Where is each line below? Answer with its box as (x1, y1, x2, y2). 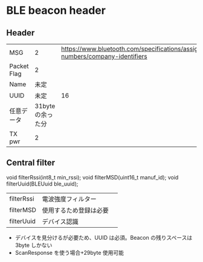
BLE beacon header (6, 4, 106, 17)
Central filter (6, 158, 56, 168)
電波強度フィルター (42, 195, 97, 203)
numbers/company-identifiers (61, 52, 147, 60)
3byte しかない (14, 242, 53, 249)
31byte (34, 102, 56, 110)
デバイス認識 (42, 217, 79, 226)
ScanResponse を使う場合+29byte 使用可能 (14, 249, 124, 256)
